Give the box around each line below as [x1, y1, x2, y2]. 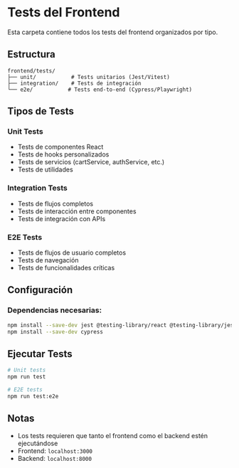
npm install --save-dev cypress [7, 328, 103, 335]
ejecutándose [17, 439, 58, 447]
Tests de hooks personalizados [17, 150, 110, 159]
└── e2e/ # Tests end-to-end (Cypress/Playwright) [7, 86, 193, 93]
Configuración [7, 284, 73, 296]
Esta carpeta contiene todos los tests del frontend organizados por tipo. [7, 28, 218, 36]
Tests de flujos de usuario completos [17, 248, 127, 257]
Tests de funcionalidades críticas [17, 264, 115, 272]
